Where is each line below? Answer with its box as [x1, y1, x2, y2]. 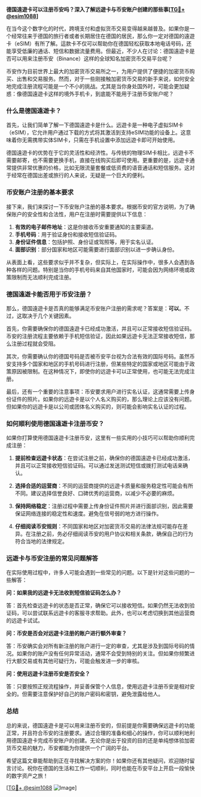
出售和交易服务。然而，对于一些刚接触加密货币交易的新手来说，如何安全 [16, 75, 195, 82]
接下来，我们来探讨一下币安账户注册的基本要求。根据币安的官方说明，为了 [6, 203, 190, 210]
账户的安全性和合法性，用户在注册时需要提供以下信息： [11, 210, 148, 218]
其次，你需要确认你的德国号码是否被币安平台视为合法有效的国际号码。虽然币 [6, 352, 195, 359]
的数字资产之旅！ [6, 772, 48, 779]
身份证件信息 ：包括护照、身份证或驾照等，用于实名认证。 [14, 238, 157, 245]
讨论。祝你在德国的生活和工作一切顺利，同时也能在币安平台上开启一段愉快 [11, 765, 195, 772]
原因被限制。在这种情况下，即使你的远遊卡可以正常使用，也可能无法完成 [11, 367, 190, 374]
